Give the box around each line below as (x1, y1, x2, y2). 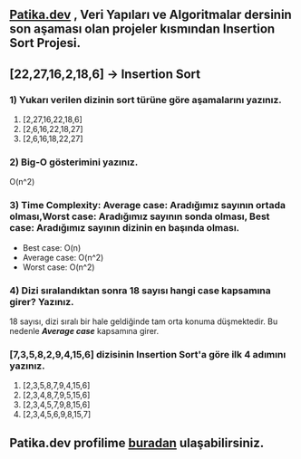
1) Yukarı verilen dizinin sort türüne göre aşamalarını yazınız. (9, 93, 283, 106)
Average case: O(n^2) (22, 252, 104, 263)
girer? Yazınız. (9, 295, 74, 308)
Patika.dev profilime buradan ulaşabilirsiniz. (9, 435, 265, 451)
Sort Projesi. (9, 35, 82, 51)
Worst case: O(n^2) (22, 262, 95, 273)
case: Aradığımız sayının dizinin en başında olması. (9, 222, 240, 234)
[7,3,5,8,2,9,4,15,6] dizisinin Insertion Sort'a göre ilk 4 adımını (9, 348, 286, 360)
